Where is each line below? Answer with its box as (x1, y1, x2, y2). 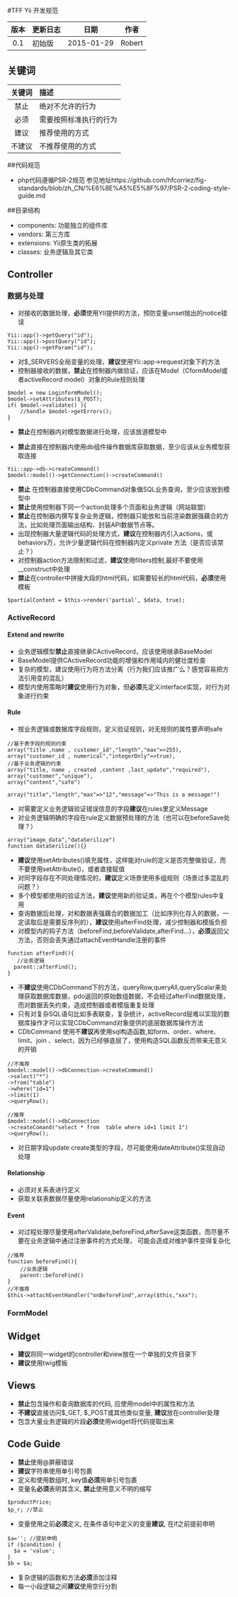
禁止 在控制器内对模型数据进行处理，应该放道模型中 (17, 427, 167, 436)
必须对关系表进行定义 (17, 1186, 80, 1194)
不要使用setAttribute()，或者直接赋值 (17, 864, 125, 873)
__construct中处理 (17, 564, 71, 573)
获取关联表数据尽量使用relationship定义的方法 (17, 1194, 152, 1203)
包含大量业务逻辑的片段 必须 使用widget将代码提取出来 (17, 1417, 175, 1425)
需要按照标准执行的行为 (39, 114, 118, 124)
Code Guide (7, 1438, 61, 1450)
